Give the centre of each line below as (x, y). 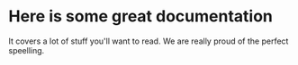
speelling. (27, 50)
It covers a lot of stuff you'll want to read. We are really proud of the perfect (149, 41)
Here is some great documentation (141, 16)
